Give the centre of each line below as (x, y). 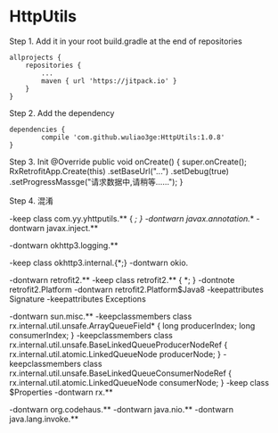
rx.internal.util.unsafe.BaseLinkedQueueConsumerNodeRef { (120, 373)
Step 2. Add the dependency (62, 112)
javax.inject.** (73, 228)
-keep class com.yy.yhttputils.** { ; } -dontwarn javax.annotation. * (132, 218)
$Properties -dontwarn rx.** (61, 392)
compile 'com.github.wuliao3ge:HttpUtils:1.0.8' (133, 137)
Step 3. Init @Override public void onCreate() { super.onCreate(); (128, 162)
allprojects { (36, 57)
